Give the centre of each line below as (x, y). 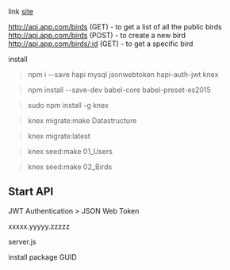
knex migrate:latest (59, 136)
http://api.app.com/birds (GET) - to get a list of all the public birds (115, 27)
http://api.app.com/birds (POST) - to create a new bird (97, 35)
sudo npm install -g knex (68, 105)
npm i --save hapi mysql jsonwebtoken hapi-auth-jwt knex (123, 74)
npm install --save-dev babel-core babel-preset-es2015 (119, 90)
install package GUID (42, 256)
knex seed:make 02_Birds (70, 167)
